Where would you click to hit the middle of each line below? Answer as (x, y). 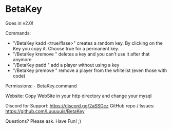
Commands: (18, 33)
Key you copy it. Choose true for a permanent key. (66, 48)
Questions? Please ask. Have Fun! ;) (43, 121)
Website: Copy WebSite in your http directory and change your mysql (79, 96)
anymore (22, 59)
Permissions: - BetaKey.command (41, 86)
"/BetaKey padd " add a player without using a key (66, 65)
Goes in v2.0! (19, 23)
